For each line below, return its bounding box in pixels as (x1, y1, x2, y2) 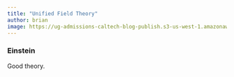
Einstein (7, 46, 36, 55)
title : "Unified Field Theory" (7, 10, 98, 17)
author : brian (7, 17, 49, 24)
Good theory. (7, 62, 45, 70)
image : (7, 23, 26, 30)
